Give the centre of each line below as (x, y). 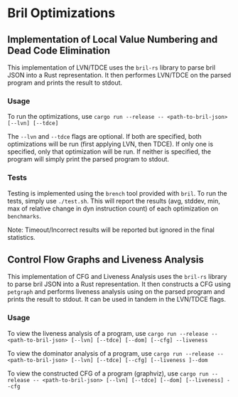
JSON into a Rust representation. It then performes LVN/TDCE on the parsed (119, 75)
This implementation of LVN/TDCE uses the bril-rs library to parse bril (111, 68)
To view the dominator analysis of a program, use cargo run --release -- (115, 353)
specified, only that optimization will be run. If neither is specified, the (109, 152)
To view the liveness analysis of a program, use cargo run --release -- (113, 333)
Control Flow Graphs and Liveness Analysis (106, 259)
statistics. (21, 237)
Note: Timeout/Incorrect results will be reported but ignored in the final (111, 230)
